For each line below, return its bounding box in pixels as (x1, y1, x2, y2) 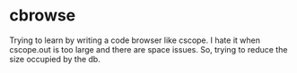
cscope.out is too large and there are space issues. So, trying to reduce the (9, 44, 288, 54)
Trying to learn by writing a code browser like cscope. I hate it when (9, 35, 260, 45)
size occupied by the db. (9, 53, 100, 64)
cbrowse (9, 5, 76, 26)
